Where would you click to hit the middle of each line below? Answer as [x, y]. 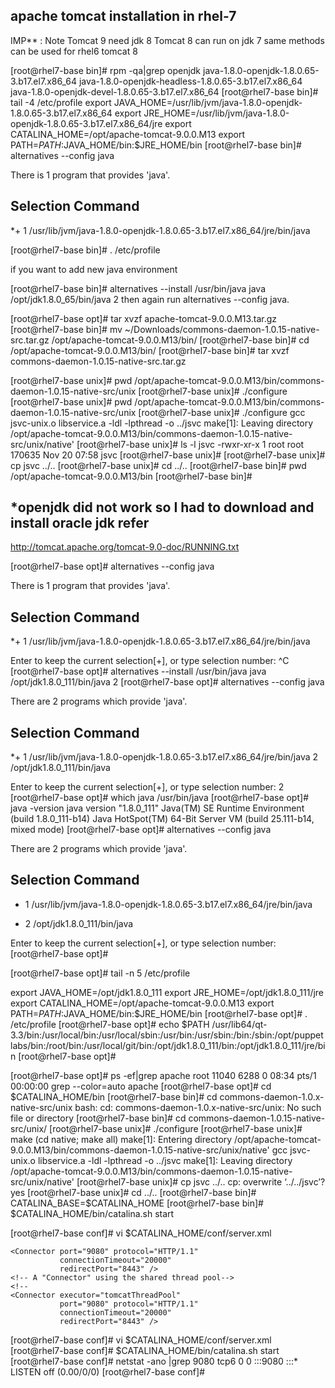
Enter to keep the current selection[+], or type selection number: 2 [147, 787]
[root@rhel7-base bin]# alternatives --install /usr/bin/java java [138, 288]
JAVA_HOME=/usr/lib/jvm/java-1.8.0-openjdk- [208, 102]
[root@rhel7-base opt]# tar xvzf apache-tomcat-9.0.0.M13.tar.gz [144, 318]
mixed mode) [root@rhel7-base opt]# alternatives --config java [141, 830]
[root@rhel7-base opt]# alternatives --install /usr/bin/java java [138, 671]
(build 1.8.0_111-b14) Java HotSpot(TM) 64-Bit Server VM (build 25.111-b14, [162, 819]
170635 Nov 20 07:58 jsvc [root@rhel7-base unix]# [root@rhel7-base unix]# [168, 455]
